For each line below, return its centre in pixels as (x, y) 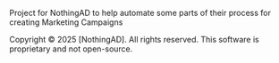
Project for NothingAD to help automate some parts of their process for (140, 13)
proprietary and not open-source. (71, 49)
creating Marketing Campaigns (66, 22)
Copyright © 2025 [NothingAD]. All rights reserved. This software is (134, 39)
